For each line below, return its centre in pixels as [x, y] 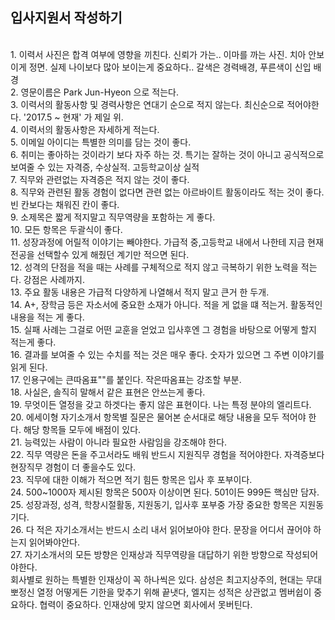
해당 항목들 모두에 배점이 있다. [82, 429]
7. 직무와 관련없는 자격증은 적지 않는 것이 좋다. [100, 179]
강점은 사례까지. [54, 279]
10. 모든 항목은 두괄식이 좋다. [66, 229]
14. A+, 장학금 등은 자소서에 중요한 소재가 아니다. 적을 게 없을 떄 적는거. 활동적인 [166, 304]
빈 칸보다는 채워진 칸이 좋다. [65, 204]
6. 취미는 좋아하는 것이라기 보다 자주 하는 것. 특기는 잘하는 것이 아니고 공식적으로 [167, 154]
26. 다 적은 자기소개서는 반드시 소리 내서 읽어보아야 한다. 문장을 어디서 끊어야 [161, 529]
